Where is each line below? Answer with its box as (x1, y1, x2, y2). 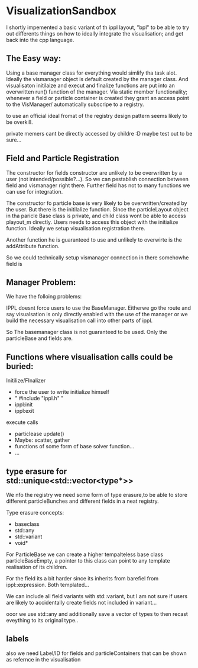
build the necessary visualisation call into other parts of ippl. (6, 317, 153, 324)
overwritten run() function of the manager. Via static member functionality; (6, 88, 188, 95)
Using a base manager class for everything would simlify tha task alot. (6, 69, 177, 76)
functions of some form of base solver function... (14, 443, 135, 450)
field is (6, 260, 22, 267)
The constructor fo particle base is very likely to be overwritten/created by (6, 200, 187, 207)
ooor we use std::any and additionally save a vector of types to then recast (6, 611, 188, 617)
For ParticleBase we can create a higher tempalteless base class (6, 551, 164, 558)
